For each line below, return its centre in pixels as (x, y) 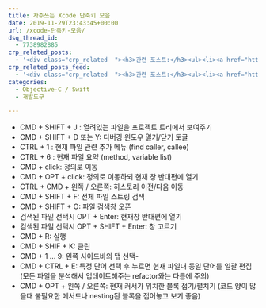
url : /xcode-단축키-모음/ (47, 30)
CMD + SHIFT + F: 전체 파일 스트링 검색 (82, 197)
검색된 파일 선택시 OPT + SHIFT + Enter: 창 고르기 (98, 226)
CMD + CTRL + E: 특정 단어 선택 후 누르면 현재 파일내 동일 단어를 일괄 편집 (136, 266)
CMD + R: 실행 (43, 237)
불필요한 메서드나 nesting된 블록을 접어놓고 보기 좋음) (118, 296)
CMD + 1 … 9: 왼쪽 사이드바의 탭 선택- (79, 256)
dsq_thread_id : (33, 38)
